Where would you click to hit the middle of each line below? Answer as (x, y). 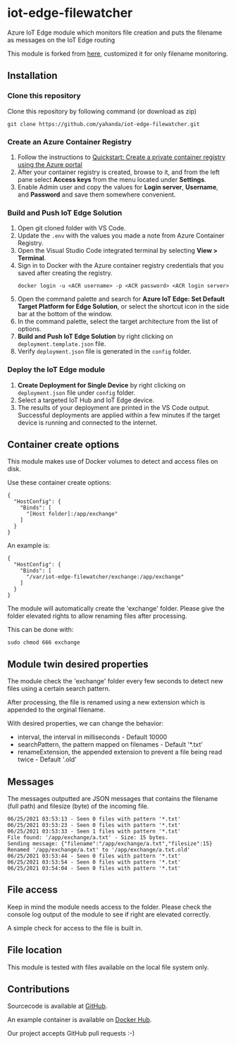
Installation (32, 76)
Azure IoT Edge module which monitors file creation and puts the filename (115, 32)
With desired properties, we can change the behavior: (86, 723)
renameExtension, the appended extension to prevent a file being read (120, 752)
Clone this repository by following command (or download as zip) (102, 111)
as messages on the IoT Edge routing (61, 39)
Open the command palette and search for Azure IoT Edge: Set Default (121, 299)
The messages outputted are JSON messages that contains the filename (113, 798)
